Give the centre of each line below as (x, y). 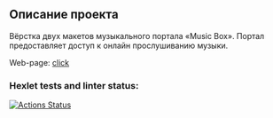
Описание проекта (64, 15)
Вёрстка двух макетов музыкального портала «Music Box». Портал (137, 35)
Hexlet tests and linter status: (74, 85)
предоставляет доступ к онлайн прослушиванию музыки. (119, 45)
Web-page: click (39, 62)
